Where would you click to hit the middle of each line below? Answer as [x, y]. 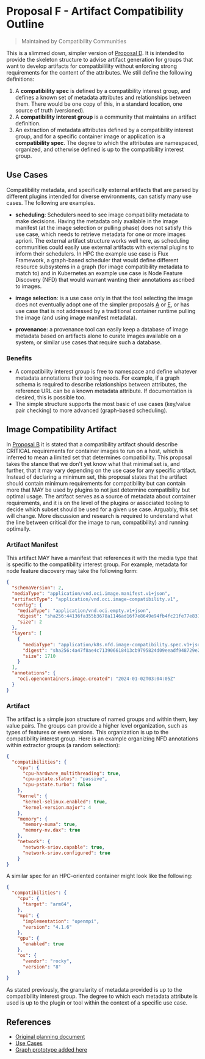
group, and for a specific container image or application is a [90, 136]
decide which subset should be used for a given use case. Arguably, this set [102, 509]
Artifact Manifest [32, 544]
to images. [28, 286]
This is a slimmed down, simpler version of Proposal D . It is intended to [95, 53]
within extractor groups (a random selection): [63, 745]
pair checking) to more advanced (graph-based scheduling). [91, 410]
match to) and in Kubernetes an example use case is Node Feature [99, 273]
